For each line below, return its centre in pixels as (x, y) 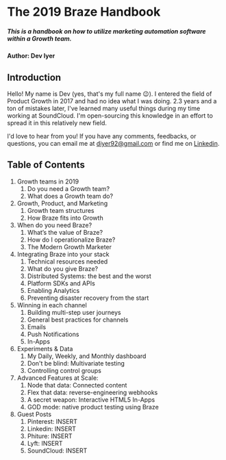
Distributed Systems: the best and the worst (89, 276)
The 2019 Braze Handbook (84, 12)
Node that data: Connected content (77, 385)
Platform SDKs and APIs (61, 283)
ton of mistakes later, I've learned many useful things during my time (104, 108)
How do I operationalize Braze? (71, 240)
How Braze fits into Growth (65, 218)
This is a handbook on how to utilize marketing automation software (107, 31)
